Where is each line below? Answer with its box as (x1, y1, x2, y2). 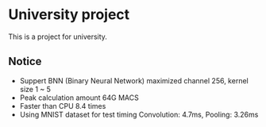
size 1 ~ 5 (19, 84, 52, 94)
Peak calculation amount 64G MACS (19, 93, 139, 102)
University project (8, 6, 130, 24)
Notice (8, 55, 42, 68)
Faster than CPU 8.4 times (19, 101, 106, 110)
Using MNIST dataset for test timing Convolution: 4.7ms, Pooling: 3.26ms (19, 110, 259, 119)
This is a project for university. (8, 32, 107, 41)
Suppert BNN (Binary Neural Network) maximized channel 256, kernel (19, 75, 249, 85)
